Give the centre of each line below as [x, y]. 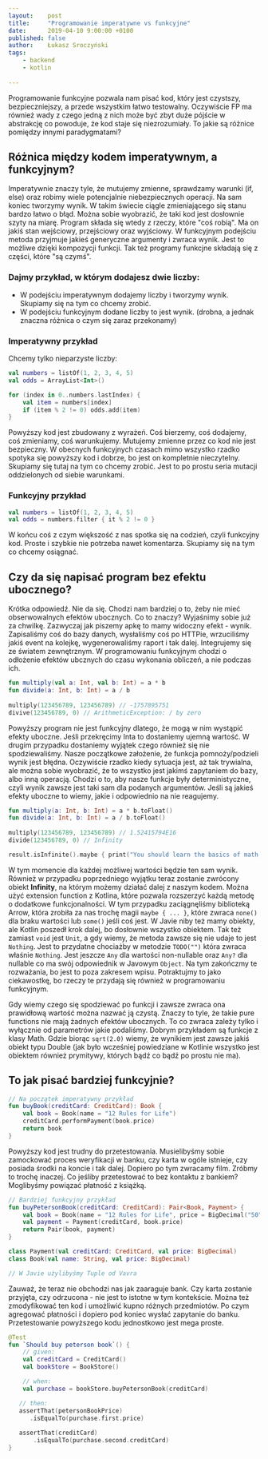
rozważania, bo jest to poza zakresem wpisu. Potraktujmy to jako [115, 971]
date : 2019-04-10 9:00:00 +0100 [71, 30]
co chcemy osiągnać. [43, 552]
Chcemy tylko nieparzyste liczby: [63, 359]
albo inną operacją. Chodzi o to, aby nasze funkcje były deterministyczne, [130, 779]
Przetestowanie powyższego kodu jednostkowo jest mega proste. [116, 1322]
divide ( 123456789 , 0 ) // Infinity [66, 840]
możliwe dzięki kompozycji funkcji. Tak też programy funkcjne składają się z [133, 248]
